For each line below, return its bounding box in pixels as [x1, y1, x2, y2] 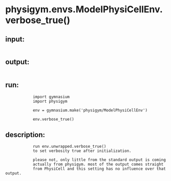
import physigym [32, 99, 68, 104]
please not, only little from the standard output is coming [32, 157, 166, 163]
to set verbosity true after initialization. [32, 148, 132, 154]
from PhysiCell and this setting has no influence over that [32, 166, 166, 172]
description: [5, 130, 45, 139]
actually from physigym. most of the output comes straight [32, 162, 164, 167]
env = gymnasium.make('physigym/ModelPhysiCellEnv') [32, 107, 147, 113]
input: [5, 35, 25, 43]
